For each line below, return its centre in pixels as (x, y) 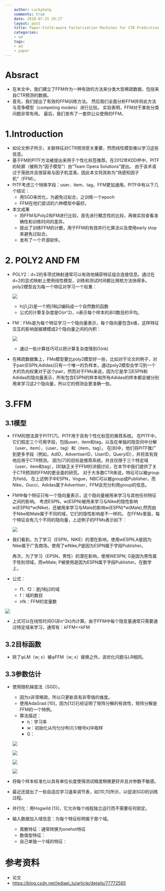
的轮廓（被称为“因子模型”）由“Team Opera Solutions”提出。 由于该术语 (84, 166)
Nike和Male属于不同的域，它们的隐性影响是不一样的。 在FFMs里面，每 (88, 514)
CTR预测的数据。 (34, 95)
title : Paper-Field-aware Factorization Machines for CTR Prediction (87, 28)
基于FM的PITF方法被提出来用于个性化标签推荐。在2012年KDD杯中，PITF (86, 161)
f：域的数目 (31, 595)
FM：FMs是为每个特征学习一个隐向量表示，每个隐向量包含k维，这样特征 (85, 323)
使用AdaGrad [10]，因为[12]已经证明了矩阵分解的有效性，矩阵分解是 (88, 703)
